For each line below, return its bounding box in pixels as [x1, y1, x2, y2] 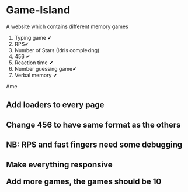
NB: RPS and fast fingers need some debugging [6, 140, 183, 150]
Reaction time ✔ [14, 59, 54, 66]
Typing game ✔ [14, 34, 53, 41]
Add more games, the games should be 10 [6, 176, 162, 186]
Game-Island [6, 4, 71, 17]
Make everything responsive [6, 159, 113, 170]
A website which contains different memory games [6, 23, 128, 30]
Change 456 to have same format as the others [6, 119, 181, 129]
